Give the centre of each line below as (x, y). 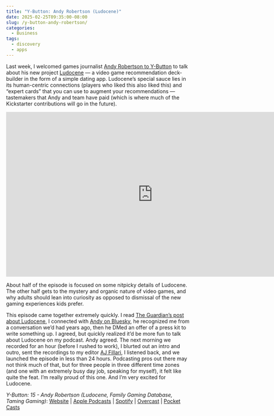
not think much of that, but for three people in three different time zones (93, 364)
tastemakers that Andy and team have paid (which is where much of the (93, 97)
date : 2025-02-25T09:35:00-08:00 (47, 17)
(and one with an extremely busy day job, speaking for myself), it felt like (94, 371)
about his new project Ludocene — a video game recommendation (86, 72)
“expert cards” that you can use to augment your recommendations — (91, 91)
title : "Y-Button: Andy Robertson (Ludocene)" (64, 11)
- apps (19, 50)
